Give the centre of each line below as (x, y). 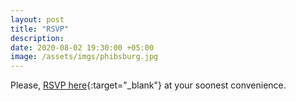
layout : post (37, 19)
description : (37, 38)
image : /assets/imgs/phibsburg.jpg (84, 57)
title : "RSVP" (40, 29)
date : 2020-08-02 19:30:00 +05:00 (82, 47)
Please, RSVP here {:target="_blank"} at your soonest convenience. (148, 85)
